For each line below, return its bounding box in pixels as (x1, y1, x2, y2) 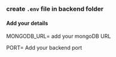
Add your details (6, 20, 48, 27)
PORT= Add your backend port (6, 44, 83, 52)
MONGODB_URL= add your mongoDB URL (6, 33, 111, 40)
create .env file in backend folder (6, 5, 103, 13)
